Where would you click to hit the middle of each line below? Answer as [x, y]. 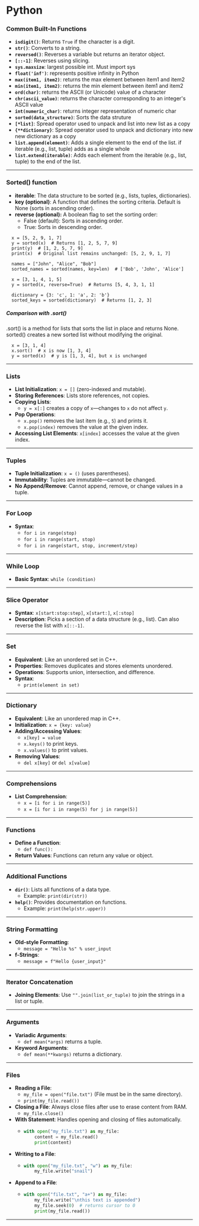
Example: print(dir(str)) [55, 895]
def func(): [38, 850]
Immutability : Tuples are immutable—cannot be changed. [85, 480]
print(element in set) [52, 685]
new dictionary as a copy [45, 136]
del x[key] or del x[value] [57, 763]
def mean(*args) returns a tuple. [63, 1041]
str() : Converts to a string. [48, 48]
